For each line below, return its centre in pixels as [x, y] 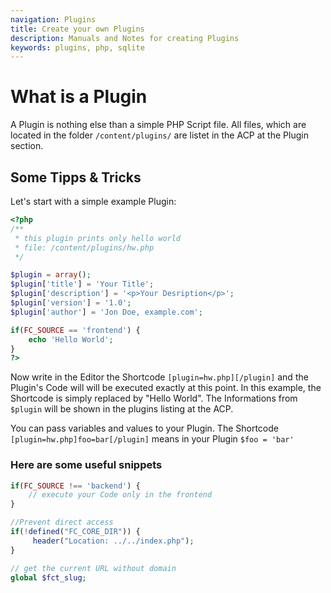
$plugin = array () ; [51, 275]
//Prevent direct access [62, 522]
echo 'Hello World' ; [71, 339]
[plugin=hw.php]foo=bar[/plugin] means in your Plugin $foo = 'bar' [152, 439]
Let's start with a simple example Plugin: [93, 201]
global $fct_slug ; [48, 577]
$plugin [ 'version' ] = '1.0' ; [71, 303]
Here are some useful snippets [86, 465]
